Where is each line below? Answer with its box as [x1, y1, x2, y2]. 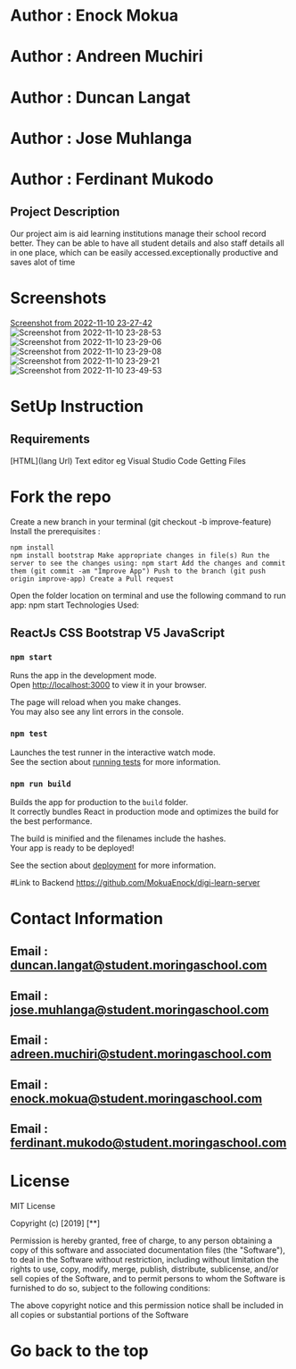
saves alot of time [10, 256, 76, 267]
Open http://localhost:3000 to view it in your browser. [10, 680, 208, 691]
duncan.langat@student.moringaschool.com [10, 958, 267, 973]
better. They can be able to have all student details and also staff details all [10, 238, 284, 248]
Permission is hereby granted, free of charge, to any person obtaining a [10, 1235, 273, 1246]
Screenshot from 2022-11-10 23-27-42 [10, 317, 152, 328]
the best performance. [10, 815, 93, 827]
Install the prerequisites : [10, 525, 101, 536]
